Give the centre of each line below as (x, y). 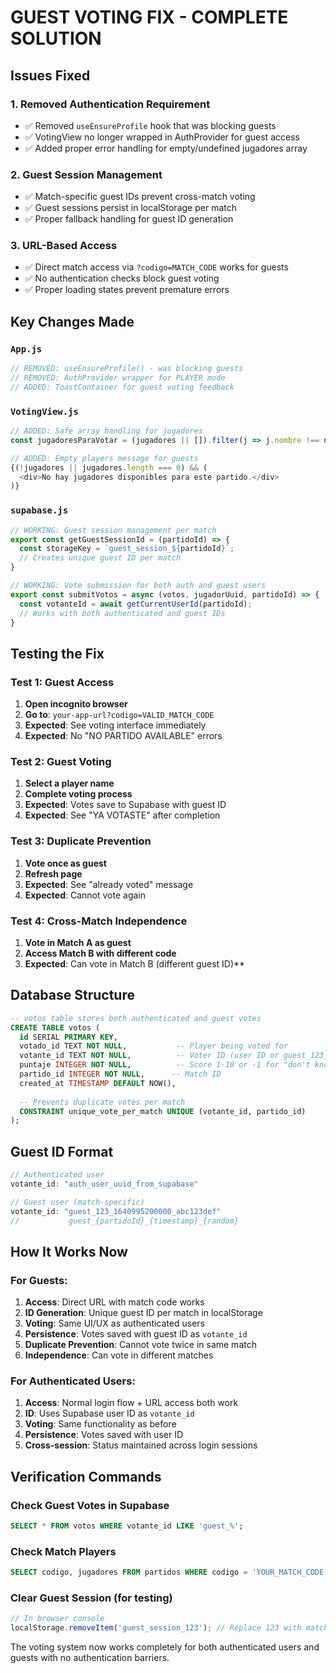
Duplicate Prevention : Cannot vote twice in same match (140, 1345)
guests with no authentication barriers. (90, 1658)
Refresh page (53, 873)
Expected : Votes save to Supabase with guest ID (125, 805)
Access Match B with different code (100, 953)
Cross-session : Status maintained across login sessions (141, 1445)
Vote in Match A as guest (78, 942)
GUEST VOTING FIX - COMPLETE (149, 17)
